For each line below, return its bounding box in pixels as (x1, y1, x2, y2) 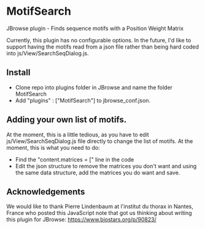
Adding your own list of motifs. (6, 115, 127, 125)
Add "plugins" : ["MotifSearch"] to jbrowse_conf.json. (15, 96, 151, 104)
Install (6, 68, 31, 78)
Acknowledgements (6, 186, 85, 197)
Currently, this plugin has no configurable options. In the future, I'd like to (6, 36, 191, 44)
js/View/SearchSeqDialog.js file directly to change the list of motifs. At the (6, 137, 193, 145)
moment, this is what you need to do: (6, 144, 100, 151)
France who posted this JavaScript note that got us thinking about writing (6, 209, 192, 217)
